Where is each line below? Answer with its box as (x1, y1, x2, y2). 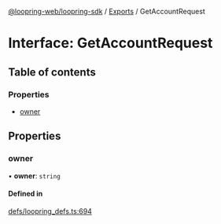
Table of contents (8, 65, 96, 79)
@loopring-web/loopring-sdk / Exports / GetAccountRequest (8, 7, 206, 16)
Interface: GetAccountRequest (8, 35, 213, 52)
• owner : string (8, 171, 61, 180)
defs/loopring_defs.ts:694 (8, 206, 93, 215)
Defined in (8, 189, 43, 199)
